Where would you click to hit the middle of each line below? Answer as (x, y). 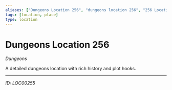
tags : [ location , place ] (32, 15)
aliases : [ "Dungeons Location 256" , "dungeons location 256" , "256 (79, 10)
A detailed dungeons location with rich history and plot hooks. (71, 69)
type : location (21, 19)
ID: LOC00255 (20, 83)
